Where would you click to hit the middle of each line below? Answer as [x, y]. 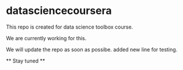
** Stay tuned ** [26, 61]
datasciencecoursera [59, 11]
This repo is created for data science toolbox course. [70, 27]
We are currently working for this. [46, 38]
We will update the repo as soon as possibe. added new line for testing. [92, 49]
